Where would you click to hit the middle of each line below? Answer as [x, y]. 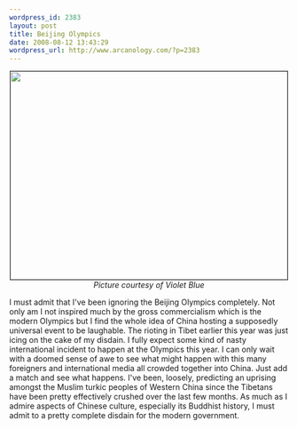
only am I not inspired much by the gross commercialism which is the [135, 312]
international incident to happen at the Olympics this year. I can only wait [142, 350]
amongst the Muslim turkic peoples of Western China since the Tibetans [141, 387]
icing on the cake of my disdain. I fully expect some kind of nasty [128, 340]
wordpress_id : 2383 [45, 17]
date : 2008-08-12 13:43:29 [59, 42]
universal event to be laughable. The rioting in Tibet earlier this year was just [149, 330]
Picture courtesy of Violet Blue [149, 285]
